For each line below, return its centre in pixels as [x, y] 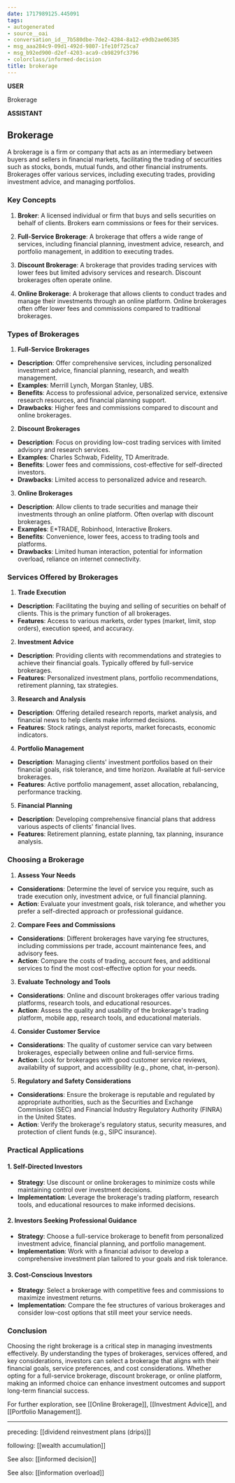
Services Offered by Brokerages [63, 577]
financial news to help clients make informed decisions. [97, 720]
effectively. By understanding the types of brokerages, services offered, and [117, 1354]
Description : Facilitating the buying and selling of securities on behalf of [122, 606]
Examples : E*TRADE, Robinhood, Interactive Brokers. [95, 529]
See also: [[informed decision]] [52, 1459]
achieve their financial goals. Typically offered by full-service [105, 663]
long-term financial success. [48, 1391]
